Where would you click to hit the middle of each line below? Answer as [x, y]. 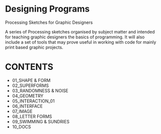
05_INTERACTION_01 [33, 101]
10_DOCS [21, 127]
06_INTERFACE [27, 106]
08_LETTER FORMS [32, 116]
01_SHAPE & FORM [31, 80]
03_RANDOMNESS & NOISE [40, 90]
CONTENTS [29, 67]
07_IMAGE [22, 111]
